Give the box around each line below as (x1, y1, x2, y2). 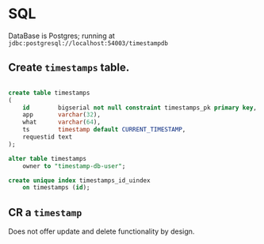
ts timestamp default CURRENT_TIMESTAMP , (22, 126, 186, 134)
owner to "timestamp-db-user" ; (22, 162, 126, 170)
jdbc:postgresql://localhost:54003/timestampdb (8, 39, 169, 48)
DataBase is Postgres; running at (8, 31, 115, 40)
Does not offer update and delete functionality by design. (8, 227, 195, 236)
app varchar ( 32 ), (22, 111, 101, 119)
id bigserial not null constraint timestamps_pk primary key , (22, 104, 258, 112)
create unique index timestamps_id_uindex (8, 176, 151, 185)
